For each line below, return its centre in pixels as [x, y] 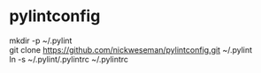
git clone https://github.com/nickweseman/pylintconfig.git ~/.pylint [131, 49]
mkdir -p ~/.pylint [41, 40]
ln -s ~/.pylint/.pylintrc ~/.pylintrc [69, 59]
